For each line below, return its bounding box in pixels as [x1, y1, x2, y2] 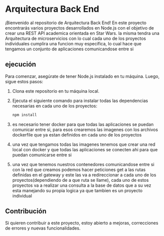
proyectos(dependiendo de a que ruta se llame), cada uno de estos [12, 177, 149, 183]
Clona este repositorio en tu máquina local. [12, 88, 99, 94]
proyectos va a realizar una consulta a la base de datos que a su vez [12, 182, 152, 188]
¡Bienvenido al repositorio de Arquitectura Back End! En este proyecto [5, 20, 147, 26]
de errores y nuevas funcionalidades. [5, 225, 81, 231]
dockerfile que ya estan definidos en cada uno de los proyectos [12, 132, 142, 137]
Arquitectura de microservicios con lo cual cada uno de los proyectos [5, 35, 146, 41]
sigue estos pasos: [5, 78, 43, 84]
